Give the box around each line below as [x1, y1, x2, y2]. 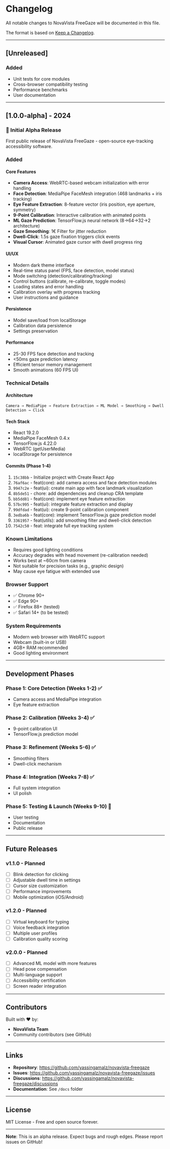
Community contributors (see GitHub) [13, 1031, 92, 1038]
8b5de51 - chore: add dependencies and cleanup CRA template [13, 490, 144, 496]
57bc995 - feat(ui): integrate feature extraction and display [13, 501, 133, 507]
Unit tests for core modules [13, 75, 70, 82]
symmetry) [13, 207, 36, 213]
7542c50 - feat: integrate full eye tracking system [13, 522, 114, 528]
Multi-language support [13, 972, 63, 978]
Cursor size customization [13, 883, 68, 889]
